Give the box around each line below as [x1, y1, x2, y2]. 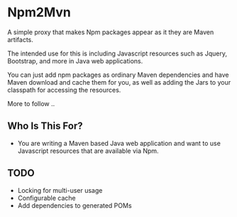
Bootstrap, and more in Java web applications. [7, 56, 143, 65]
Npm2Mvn [7, 4, 71, 21]
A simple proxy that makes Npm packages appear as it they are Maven [7, 28, 214, 36]
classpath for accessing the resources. [7, 85, 121, 94]
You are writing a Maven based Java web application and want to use [17, 139, 221, 147]
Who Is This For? [7, 120, 83, 132]
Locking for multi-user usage [17, 186, 103, 194]
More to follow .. [7, 99, 55, 107]
